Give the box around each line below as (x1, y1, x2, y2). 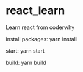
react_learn (5, 4, 65, 18)
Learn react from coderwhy (5, 24, 75, 31)
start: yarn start (5, 47, 45, 54)
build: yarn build (5, 59, 46, 66)
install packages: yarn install (5, 35, 78, 42)
